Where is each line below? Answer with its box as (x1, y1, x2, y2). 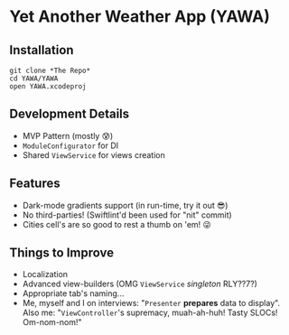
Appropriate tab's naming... (22, 288, 125, 299)
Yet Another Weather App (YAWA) (9, 6, 271, 27)
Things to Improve (9, 246, 115, 261)
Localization (22, 269, 69, 280)
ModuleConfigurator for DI (22, 140, 119, 151)
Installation (9, 42, 74, 58)
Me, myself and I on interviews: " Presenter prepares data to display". (22, 298, 281, 309)
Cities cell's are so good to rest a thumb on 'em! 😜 (22, 219, 212, 229)
